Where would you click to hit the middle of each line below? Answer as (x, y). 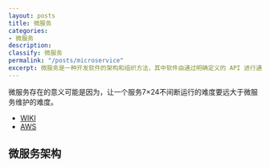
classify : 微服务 (35, 53)
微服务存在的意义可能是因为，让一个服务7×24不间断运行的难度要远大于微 (130, 92)
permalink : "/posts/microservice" (66, 61)
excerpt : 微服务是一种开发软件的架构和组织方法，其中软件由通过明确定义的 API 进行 (132, 68)
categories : (28, 31)
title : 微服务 (30, 23)
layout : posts (32, 16)
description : (30, 46)
